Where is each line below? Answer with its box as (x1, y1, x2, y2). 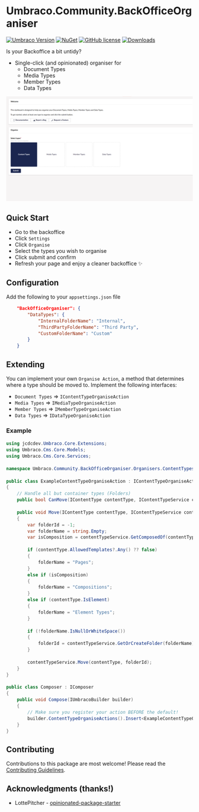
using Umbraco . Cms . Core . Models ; (6, 447, 86, 453)
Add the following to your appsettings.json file (6, 293, 121, 300)
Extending (6, 360, 45, 370)
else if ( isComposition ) (27, 572, 89, 578)
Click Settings (14, 235, 50, 242)
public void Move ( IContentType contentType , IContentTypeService (17, 509, 182, 515)
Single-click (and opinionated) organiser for (14, 59, 121, 66)
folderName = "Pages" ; (37, 559, 94, 565)
